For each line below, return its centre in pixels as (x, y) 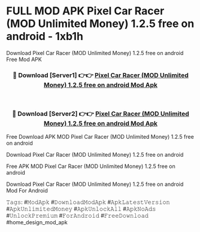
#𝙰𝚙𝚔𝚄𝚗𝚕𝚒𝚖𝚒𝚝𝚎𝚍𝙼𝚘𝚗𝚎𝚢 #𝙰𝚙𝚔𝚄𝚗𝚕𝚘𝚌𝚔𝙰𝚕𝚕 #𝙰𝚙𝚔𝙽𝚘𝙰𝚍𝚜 (81, 209)
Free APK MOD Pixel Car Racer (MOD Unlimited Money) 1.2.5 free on (91, 166)
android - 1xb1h (45, 36)
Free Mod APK (24, 59)
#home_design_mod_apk (37, 222)
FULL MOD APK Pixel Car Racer (85, 11)
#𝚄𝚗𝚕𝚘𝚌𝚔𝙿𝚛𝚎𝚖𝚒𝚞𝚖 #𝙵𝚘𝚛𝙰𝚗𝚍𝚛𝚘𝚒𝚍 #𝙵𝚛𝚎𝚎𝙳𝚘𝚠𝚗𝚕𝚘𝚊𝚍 (77, 215)
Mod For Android (27, 190)
